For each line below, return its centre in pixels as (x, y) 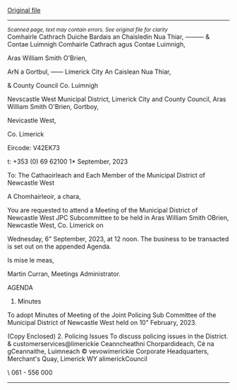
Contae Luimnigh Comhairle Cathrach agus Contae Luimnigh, (96, 44)
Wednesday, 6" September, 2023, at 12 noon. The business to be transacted (118, 239)
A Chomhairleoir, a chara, (44, 196)
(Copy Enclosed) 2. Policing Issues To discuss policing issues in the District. (118, 336)
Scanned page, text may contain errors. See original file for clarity (87, 30)
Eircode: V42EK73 (34, 148)
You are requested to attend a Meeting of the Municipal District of (103, 210)
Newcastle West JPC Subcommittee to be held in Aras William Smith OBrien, (118, 218)
